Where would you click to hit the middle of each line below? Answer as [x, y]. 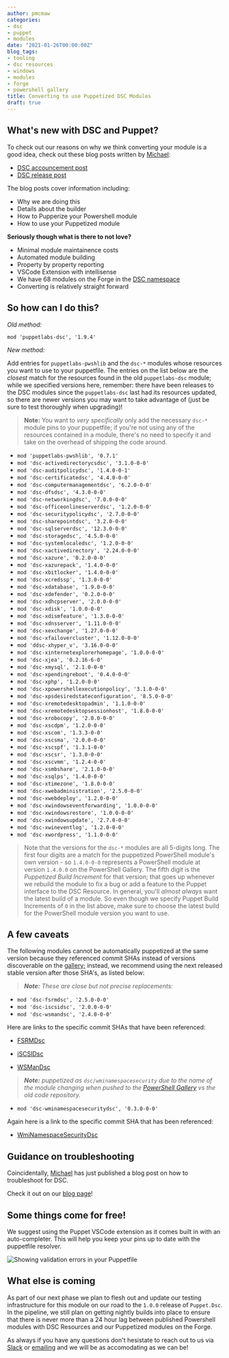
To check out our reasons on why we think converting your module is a [107, 147]
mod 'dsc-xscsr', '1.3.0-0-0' [60, 754]
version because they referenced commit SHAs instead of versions [102, 958]
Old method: [25, 324]
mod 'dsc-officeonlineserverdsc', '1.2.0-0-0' [84, 507]
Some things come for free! [67, 1215]
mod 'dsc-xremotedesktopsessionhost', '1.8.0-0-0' [91, 711]
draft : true [24, 103]
